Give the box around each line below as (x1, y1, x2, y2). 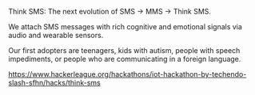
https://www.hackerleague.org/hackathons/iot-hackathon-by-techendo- (8, 70, 247, 78)
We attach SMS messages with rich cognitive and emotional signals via (8, 22, 242, 31)
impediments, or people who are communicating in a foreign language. (8, 55, 241, 63)
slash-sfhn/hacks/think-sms (8, 78, 102, 87)
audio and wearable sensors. (8, 31, 104, 40)
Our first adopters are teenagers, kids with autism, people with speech (8, 46, 241, 55)
